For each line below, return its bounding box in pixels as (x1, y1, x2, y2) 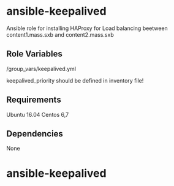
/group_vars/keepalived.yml (6, 65, 77, 72)
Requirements (6, 95, 61, 105)
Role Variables (6, 49, 62, 59)
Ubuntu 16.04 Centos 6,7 (6, 111, 69, 118)
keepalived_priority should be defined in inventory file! (6, 76, 144, 84)
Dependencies (6, 128, 63, 139)
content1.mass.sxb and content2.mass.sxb (6, 31, 115, 38)
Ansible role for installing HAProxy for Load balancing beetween (6, 24, 168, 32)
